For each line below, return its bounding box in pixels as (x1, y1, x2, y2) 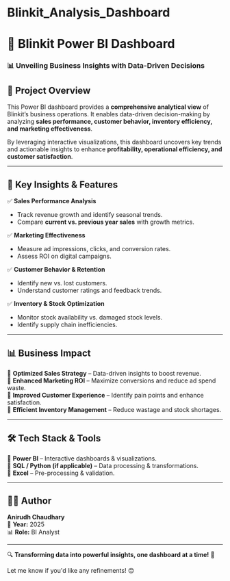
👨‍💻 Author (7, 495, 52, 506)
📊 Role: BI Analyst (7, 528, 60, 537)
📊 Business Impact (7, 348, 91, 359)
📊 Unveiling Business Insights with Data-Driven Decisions (7, 61, 205, 70)
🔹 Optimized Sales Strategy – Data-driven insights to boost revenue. (7, 369, 202, 377)
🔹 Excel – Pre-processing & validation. (7, 469, 115, 477)
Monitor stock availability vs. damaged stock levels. (16, 313, 163, 321)
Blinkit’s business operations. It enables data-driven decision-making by (7, 110, 210, 118)
